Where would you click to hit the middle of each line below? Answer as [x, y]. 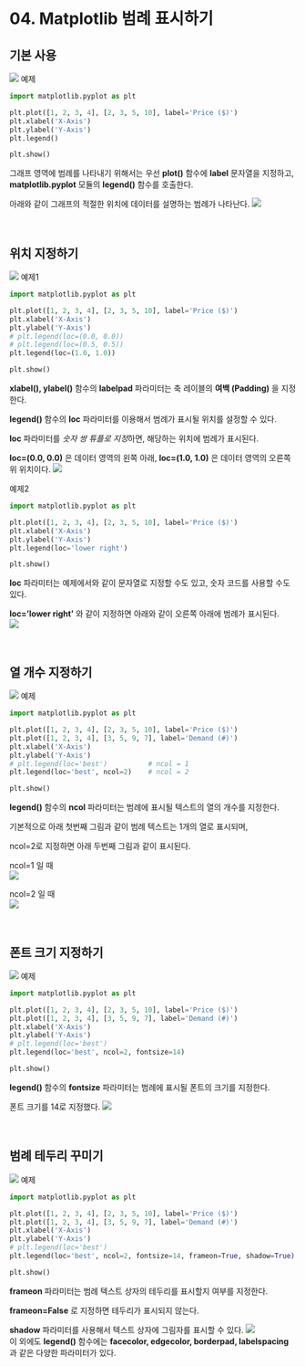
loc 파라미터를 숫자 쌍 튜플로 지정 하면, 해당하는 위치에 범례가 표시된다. [134, 438]
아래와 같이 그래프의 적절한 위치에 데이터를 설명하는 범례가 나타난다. [130, 204]
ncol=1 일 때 [31, 866]
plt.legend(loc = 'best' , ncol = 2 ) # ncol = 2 [99, 773]
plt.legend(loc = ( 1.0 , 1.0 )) [63, 353]
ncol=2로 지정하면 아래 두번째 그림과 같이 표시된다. [100, 846]
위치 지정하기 [44, 253]
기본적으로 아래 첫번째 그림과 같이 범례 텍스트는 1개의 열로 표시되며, [129, 826]
